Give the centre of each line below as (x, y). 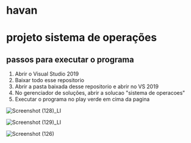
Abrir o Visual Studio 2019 (47, 74)
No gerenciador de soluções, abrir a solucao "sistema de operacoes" (100, 93)
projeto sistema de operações (81, 38)
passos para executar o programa (70, 59)
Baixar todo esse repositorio (50, 80)
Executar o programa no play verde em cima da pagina (82, 100)
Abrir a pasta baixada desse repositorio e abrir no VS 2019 (87, 86)
